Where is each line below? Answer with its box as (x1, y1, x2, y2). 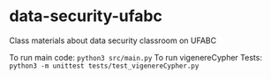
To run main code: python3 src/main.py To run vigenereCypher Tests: (9, 52, 263, 62)
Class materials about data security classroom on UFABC (9, 35, 217, 46)
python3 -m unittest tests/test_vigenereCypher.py (9, 61, 199, 70)
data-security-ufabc (9, 6, 163, 26)
